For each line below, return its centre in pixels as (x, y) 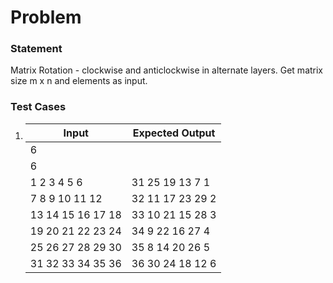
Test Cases (38, 107)
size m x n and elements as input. (79, 81)
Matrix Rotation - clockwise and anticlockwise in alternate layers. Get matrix (167, 70)
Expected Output (174, 133)
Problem (46, 17)
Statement (36, 49)
